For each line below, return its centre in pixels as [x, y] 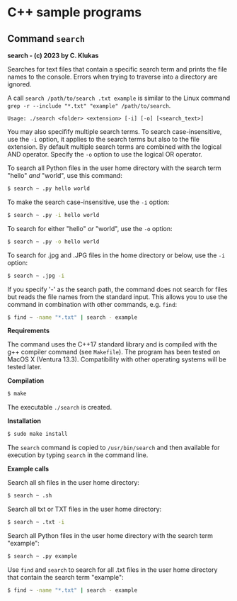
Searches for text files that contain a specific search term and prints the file [117, 69]
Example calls [28, 469]
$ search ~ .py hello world [49, 189]
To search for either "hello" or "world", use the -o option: [90, 228]
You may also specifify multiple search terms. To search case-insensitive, [115, 131]
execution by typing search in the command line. [78, 455]
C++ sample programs [75, 12]
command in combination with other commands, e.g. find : [92, 304]
